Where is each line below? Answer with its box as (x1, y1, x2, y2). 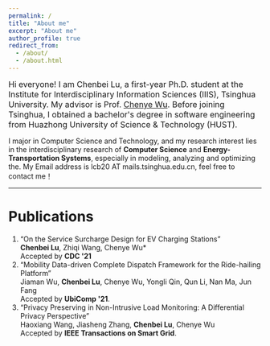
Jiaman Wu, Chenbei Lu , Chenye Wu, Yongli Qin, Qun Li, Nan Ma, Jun (19, 277, 252, 286)
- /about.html (15, 57, 63, 65)
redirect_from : (8, 42, 59, 50)
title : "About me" (8, 19, 70, 27)
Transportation (8, 153, 60, 163)
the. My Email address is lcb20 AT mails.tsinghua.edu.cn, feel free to (8, 162, 235, 171)
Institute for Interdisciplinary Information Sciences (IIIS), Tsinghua (8, 89, 256, 100)
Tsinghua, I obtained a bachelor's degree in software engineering (8, 109, 256, 120)
